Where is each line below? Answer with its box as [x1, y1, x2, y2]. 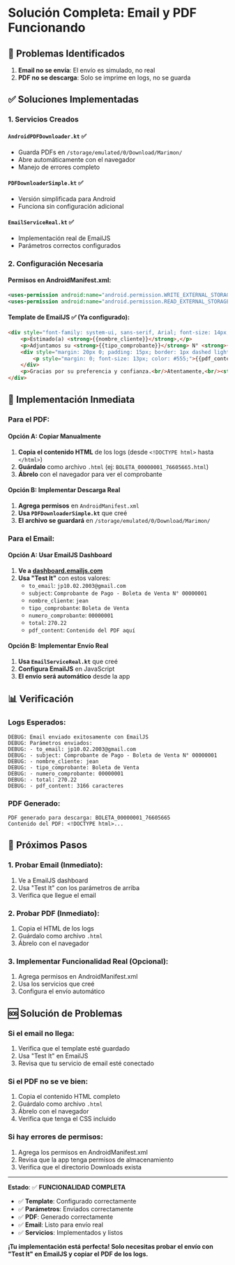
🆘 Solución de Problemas [8, 1007, 123, 1019]
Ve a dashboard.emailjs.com [17, 566, 103, 575]
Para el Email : [8, 533, 55, 543]
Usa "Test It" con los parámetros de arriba [17, 883, 140, 892]
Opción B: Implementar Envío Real [8, 642, 109, 650]
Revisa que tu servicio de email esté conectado [17, 1059, 154, 1067]
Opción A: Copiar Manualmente [8, 431, 102, 441]
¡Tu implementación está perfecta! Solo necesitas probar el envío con [8, 1242, 213, 1250]
